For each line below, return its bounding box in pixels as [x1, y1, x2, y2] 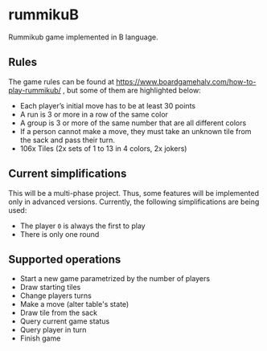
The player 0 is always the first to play [19, 221, 146, 231]
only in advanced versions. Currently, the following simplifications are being [8, 197, 260, 206]
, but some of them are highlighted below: [63, 85, 201, 95]
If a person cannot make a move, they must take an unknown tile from [19, 126, 252, 136]
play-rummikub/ [8, 85, 62, 95]
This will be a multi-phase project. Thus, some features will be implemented [8, 188, 260, 198]
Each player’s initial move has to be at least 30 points [19, 100, 195, 110]
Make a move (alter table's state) [19, 300, 129, 309]
